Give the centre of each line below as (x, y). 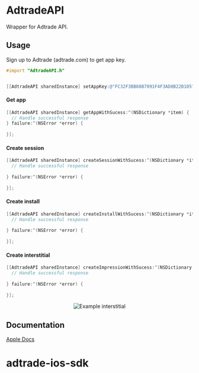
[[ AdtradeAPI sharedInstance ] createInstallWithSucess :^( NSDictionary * (98, 214)
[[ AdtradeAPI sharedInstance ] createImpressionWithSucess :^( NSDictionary (99, 267)
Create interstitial (28, 255)
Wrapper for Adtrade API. (37, 27)
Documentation (36, 325)
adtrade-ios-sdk (47, 363)
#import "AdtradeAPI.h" (36, 71)
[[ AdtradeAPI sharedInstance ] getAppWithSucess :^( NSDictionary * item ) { (98, 112)
